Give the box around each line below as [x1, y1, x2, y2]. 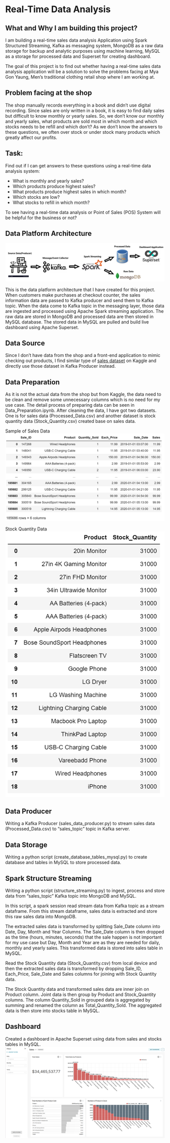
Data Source [5, 339, 45, 347]
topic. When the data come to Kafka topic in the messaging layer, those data [5, 303, 164, 309]
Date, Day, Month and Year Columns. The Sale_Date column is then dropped [5, 929, 164, 935]
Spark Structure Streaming [5, 874, 92, 883]
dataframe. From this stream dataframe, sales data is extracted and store [5, 908, 158, 914]
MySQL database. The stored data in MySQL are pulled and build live [5, 318, 149, 325]
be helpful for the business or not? [5, 215, 77, 221]
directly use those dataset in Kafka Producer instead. [5, 363, 116, 369]
